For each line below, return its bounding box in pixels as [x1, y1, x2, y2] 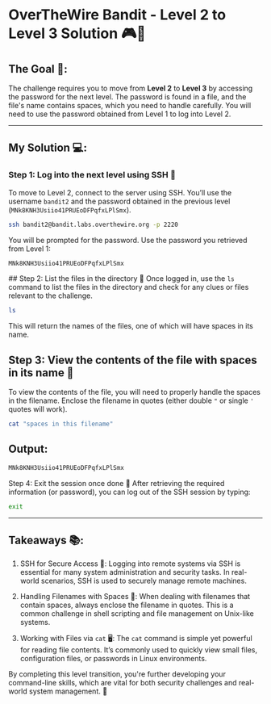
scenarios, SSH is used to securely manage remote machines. [40, 576, 248, 586]
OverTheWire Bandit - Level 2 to [8, 6, 227, 24]
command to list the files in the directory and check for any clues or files [8, 283, 249, 292]
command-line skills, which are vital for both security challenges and [8, 678, 237, 688]
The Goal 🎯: [8, 62, 69, 76]
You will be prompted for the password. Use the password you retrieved [8, 235, 248, 245]
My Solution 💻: [8, 141, 87, 155]
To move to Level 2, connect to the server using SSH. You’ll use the [8, 187, 232, 197]
